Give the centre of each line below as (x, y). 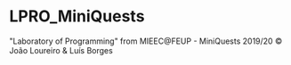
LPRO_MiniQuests (77, 16)
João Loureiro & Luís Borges (61, 50)
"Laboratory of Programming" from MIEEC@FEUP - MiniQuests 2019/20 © (146, 41)
